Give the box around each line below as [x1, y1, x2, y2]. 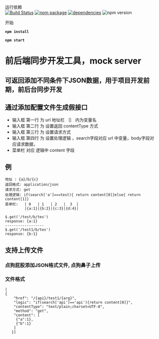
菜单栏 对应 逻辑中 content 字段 [12, 147, 75, 153]
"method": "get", [14, 308, 49, 313]
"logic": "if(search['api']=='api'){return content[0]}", [14, 300, 133, 305]
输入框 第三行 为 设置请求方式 [12, 129, 71, 135]
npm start [5, 38, 25, 43]
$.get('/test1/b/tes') [5, 227, 51, 232]
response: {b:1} [5, 232, 38, 237]
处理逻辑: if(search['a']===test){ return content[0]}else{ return [5, 193, 141, 197]
